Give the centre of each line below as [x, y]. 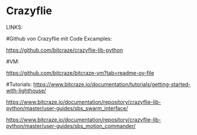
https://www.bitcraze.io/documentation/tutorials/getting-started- [112, 84]
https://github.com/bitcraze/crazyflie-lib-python [65, 50]
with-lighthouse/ [26, 90]
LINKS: [14, 27]
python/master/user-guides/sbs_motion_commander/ [71, 126]
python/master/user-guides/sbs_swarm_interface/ [67, 108]
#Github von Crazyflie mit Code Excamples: [59, 38]
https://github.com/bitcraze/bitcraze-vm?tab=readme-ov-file [80, 73]
